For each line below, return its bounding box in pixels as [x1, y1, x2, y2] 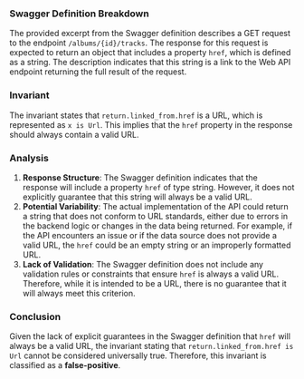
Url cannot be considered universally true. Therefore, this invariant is [9, 350, 267, 361]
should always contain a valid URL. [9, 129, 139, 140]
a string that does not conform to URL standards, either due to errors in [22, 210, 289, 221]
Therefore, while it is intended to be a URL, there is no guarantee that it [22, 277, 287, 288]
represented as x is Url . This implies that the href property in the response [9, 119, 293, 130]
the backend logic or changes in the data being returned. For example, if [22, 220, 292, 231]
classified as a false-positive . [9, 360, 121, 371]
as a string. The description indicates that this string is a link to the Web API [9, 57, 291, 68]
